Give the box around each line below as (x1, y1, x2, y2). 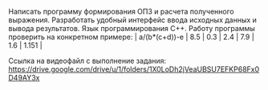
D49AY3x (8, 73, 40, 82)
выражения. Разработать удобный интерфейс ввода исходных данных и (8, 15, 257, 25)
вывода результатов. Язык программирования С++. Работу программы (8, 24, 255, 33)
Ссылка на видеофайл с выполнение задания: (8, 56, 167, 65)
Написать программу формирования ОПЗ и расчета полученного (8, 7, 234, 16)
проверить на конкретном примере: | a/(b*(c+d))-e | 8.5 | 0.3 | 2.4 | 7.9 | (8, 32, 254, 41)
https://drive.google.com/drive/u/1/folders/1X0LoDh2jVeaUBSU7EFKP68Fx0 (8, 65, 260, 74)
